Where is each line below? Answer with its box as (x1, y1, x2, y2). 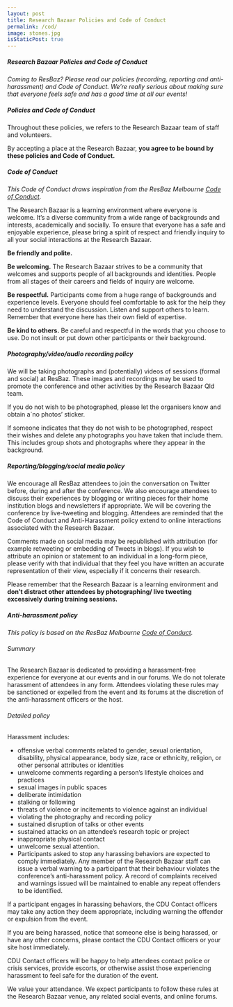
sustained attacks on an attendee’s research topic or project (17, 828, 190, 836)
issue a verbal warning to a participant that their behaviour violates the (17, 864, 220, 873)
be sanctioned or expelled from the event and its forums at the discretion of (7, 688, 224, 696)
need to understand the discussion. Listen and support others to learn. (7, 305, 210, 314)
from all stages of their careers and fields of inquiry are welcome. (7, 277, 195, 286)
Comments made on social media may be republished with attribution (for (7, 537, 218, 545)
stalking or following (17, 798, 76, 807)
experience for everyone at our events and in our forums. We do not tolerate (7, 673, 226, 682)
